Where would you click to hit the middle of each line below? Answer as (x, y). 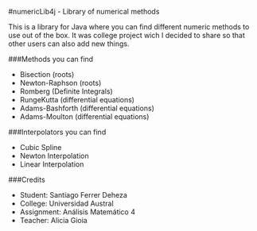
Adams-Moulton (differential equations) (84, 117)
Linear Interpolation (52, 164)
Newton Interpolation (54, 156)
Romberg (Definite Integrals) (66, 91)
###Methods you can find (51, 59)
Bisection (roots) (47, 74)
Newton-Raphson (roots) (60, 83)
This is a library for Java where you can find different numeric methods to (129, 27)
